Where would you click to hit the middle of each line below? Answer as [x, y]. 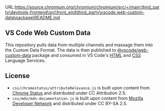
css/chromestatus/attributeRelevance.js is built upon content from [81, 87]
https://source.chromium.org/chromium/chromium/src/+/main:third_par [87, 7]
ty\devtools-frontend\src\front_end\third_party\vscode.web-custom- [75, 12]
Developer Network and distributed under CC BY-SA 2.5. [70, 103]
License [17, 76]
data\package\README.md [33, 17]
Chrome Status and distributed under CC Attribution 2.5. [69, 93]
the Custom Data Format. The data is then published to [61, 50]
